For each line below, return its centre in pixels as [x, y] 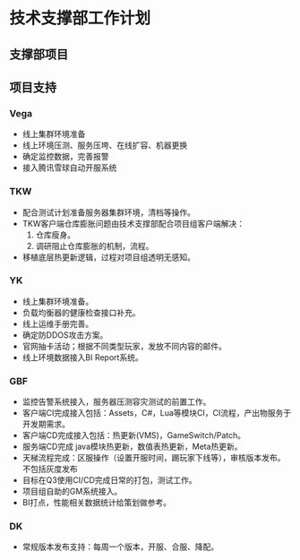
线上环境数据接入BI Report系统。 [82, 357]
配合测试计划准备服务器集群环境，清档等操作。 [108, 212]
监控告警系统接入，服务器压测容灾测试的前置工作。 [116, 402]
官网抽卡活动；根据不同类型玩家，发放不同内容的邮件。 [124, 346]
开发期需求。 [46, 424]
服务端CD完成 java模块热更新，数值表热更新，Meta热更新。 [133, 447]
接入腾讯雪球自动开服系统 [69, 168]
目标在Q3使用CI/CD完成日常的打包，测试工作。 [109, 480]
